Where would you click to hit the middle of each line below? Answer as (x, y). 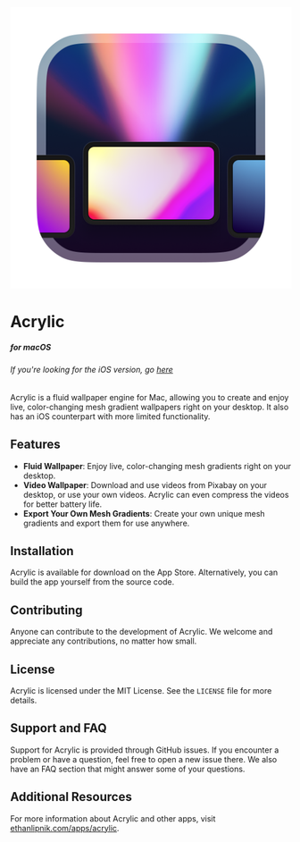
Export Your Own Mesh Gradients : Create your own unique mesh (144, 513)
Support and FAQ (58, 728)
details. (24, 701)
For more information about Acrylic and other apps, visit (113, 818)
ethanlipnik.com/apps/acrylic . (65, 828)
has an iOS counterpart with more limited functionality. (110, 416)
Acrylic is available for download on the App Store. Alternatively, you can (144, 573)
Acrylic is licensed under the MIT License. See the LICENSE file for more (141, 691)
